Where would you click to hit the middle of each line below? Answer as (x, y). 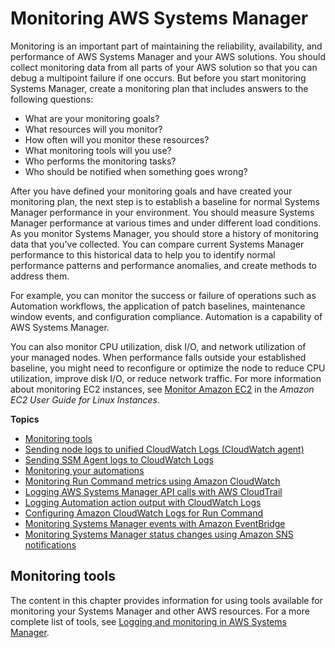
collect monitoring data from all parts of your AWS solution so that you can (164, 67)
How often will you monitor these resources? (117, 139)
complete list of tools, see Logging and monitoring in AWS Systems (148, 621)
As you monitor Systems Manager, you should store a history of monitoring (164, 233)
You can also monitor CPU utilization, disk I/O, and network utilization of (158, 346)
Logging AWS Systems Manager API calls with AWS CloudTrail (153, 491)
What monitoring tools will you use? (98, 150)
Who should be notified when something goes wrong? (136, 171)
